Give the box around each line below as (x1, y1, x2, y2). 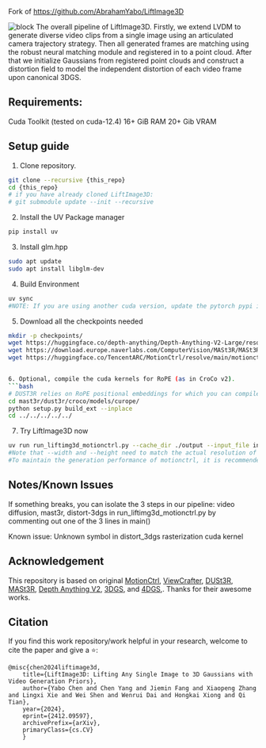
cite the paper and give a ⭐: (8, 646, 99, 655)
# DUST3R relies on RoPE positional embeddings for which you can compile (8, 389, 260, 397)
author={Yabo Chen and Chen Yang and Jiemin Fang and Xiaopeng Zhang (22, 685, 257, 692)
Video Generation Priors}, (8, 677, 97, 685)
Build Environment (19, 279, 80, 289)
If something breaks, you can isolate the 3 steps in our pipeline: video (8, 499, 235, 508)
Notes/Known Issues (8, 478, 114, 492)
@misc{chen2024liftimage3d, (8, 664, 101, 672)
